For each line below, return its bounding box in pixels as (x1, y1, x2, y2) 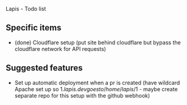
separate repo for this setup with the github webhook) (14, 92, 150, 99)
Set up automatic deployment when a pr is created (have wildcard (14, 79, 180, 86)
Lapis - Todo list (5, 5, 46, 12)
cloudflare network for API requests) (14, 45, 107, 52)
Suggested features (5, 63, 83, 73)
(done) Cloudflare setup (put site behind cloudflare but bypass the (14, 39, 181, 46)
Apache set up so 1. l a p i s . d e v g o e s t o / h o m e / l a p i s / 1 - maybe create (14, 85, 178, 93)
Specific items (5, 22, 62, 33)
